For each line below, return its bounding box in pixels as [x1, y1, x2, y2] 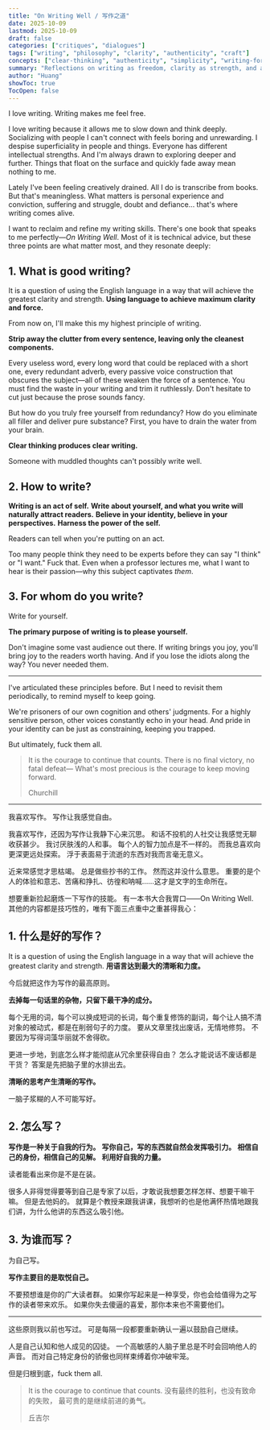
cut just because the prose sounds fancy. [8, 392, 145, 403]
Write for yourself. [8, 611, 68, 621]
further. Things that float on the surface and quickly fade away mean [8, 159, 236, 168]
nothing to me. [8, 167, 56, 177]
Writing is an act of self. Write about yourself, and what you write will [8, 501, 243, 510]
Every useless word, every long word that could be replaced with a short [8, 358, 249, 368]
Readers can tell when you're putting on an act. [8, 534, 165, 543]
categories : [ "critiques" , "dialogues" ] [8, 42, 146, 50]
